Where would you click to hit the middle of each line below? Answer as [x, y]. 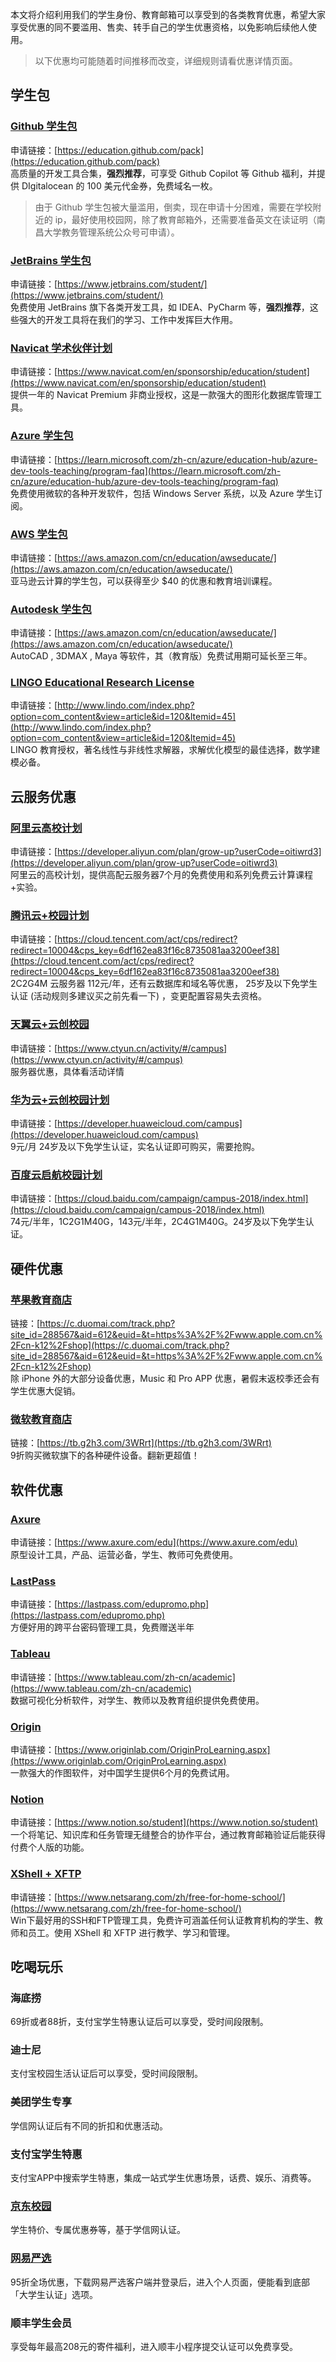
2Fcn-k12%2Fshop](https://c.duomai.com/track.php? [120, 1345]
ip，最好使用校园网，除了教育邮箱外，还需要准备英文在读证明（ [185, 219]
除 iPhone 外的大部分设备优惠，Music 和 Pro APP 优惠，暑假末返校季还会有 [165, 1379]
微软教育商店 [41, 1419]
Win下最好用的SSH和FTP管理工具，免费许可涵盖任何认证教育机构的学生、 [162, 1920]
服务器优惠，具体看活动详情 [67, 1071]
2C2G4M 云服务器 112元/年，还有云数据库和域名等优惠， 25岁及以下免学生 [164, 984]
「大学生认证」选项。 [54, 2294]
